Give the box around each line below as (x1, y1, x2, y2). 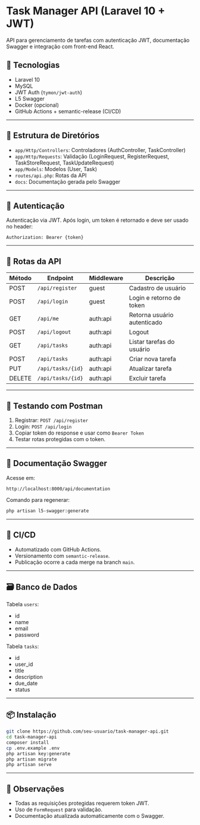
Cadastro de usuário (129, 284, 186, 293)
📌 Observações (6, 784, 64, 794)
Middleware (89, 274, 124, 283)
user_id (14, 660, 33, 668)
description (14, 674, 43, 681)
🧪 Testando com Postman (6, 401, 103, 411)
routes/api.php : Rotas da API (14, 172, 87, 179)
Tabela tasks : (6, 643, 39, 650)
